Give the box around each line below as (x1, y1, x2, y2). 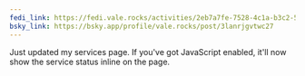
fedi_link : (9, 13, 51, 23)
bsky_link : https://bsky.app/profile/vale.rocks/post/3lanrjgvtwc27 (9, 22, 274, 31)
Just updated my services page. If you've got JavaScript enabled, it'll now (9, 46, 287, 57)
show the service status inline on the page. (9, 56, 171, 67)
